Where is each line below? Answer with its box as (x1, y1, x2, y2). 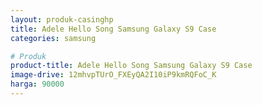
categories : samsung (10, 33, 97, 43)
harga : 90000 (10, 79, 65, 90)
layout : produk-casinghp (10, 14, 114, 25)
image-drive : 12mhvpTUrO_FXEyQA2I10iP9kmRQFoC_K (10, 70, 217, 80)
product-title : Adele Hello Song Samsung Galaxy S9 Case (10, 61, 253, 71)
